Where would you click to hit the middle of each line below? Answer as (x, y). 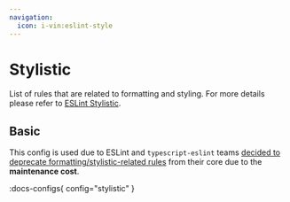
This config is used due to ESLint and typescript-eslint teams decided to (145, 152)
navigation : (31, 17)
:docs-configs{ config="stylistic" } (72, 189)
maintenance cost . (44, 171)
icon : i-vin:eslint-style (65, 26)
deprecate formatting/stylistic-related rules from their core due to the (136, 162)
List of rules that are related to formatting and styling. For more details (137, 94)
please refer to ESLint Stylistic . (65, 104)
